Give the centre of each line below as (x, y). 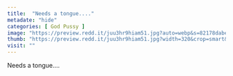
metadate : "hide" (32, 20)
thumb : (17, 39)
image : (17, 33)
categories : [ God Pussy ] (46, 26)
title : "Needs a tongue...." (51, 13)
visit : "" (21, 46)
